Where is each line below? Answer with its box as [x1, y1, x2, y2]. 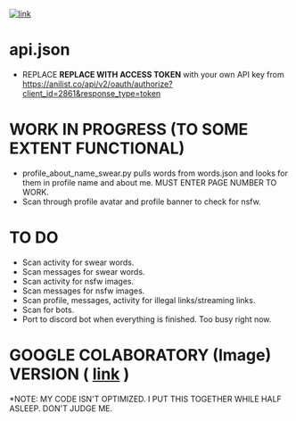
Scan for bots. [21, 304, 75, 315]
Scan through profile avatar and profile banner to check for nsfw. [21, 196, 261, 207]
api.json [9, 40, 70, 60]
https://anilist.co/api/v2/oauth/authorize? [21, 78, 173, 89]
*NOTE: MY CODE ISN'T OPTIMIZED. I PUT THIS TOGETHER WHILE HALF [9, 393, 283, 404]
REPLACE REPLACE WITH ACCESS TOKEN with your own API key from [21, 69, 284, 79]
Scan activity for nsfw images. [21, 276, 135, 286]
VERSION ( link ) [9, 364, 130, 384]
